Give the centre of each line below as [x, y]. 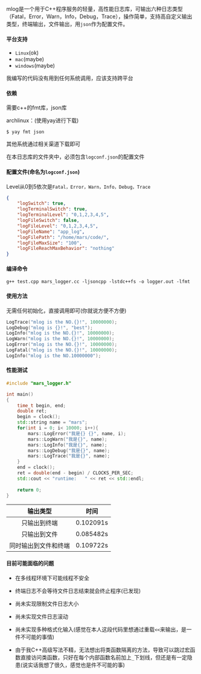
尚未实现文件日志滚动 [41, 617]
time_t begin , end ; [42, 405]
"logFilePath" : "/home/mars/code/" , [63, 237]
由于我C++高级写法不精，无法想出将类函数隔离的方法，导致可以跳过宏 [102, 650]
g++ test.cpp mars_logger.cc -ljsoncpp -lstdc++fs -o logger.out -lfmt [98, 282]
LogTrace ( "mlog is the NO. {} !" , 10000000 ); [62, 322]
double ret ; [32, 411]
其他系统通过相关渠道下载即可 [43, 144]
